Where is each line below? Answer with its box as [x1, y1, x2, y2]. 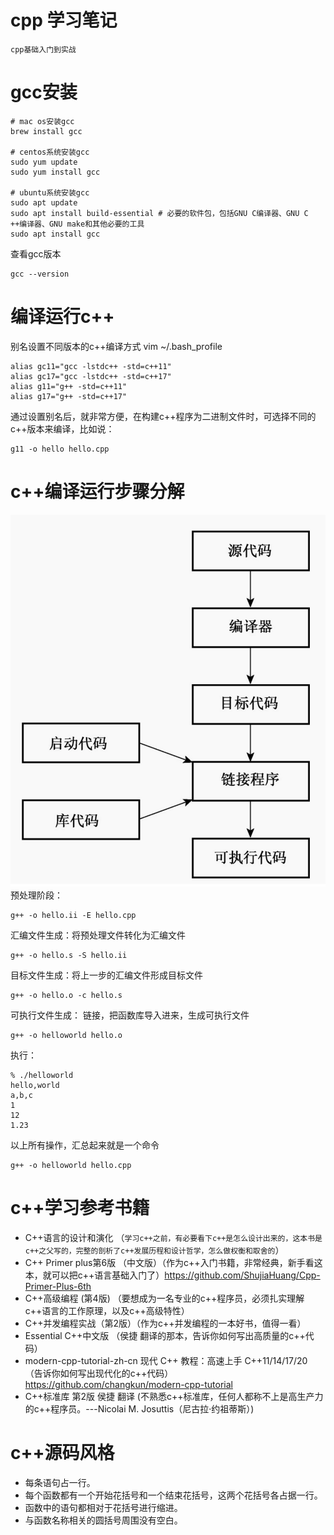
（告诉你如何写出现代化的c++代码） [24, 1367, 174, 1379]
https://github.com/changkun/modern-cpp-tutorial [24, 1378, 233, 1390]
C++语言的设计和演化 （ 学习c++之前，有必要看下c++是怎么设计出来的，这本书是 [24, 1231, 323, 1243]
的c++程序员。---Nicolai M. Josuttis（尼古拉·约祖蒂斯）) [24, 1402, 255, 1415]
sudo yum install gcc [10, 167, 101, 177]
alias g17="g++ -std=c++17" [10, 391, 128, 401]
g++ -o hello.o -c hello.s [10, 991, 123, 1001]
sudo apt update [10, 197, 78, 208]
